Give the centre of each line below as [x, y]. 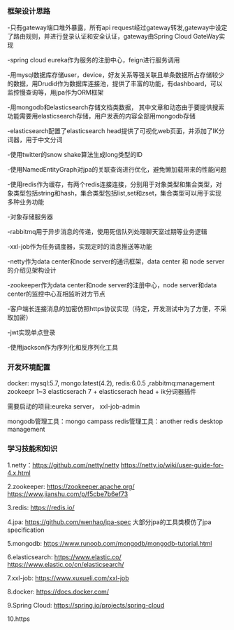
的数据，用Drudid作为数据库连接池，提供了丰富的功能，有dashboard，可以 [115, 84]
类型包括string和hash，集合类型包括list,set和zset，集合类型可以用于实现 [117, 193]
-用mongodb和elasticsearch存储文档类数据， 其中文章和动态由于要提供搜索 [116, 107]
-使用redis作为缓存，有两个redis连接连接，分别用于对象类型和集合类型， [112, 184]
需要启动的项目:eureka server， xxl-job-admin [74, 406]
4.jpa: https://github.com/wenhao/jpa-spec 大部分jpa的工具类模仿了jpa [109, 522]
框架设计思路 [29, 11]
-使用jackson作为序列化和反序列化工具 [63, 348]
